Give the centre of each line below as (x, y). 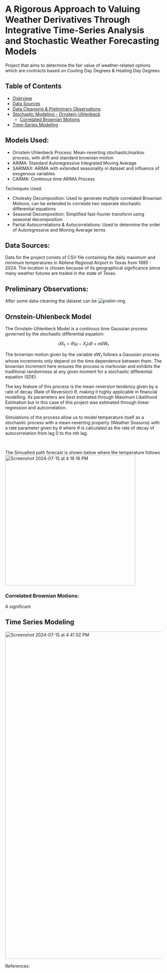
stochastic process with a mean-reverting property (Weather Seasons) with (83, 422)
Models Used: (27, 140)
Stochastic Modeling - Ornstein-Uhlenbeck (56, 114)
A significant (18, 607)
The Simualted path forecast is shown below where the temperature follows (83, 452)
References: (17, 966)
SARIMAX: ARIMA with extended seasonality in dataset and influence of (86, 168)
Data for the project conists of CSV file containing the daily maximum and (80, 257)
